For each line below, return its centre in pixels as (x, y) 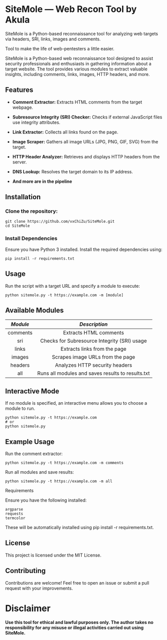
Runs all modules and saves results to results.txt (93, 373)
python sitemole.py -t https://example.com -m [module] (64, 295)
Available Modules (34, 310)
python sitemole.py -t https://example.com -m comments (64, 463)
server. (20, 162)
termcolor (15, 518)
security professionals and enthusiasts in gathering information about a (78, 63)
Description (94, 324)
